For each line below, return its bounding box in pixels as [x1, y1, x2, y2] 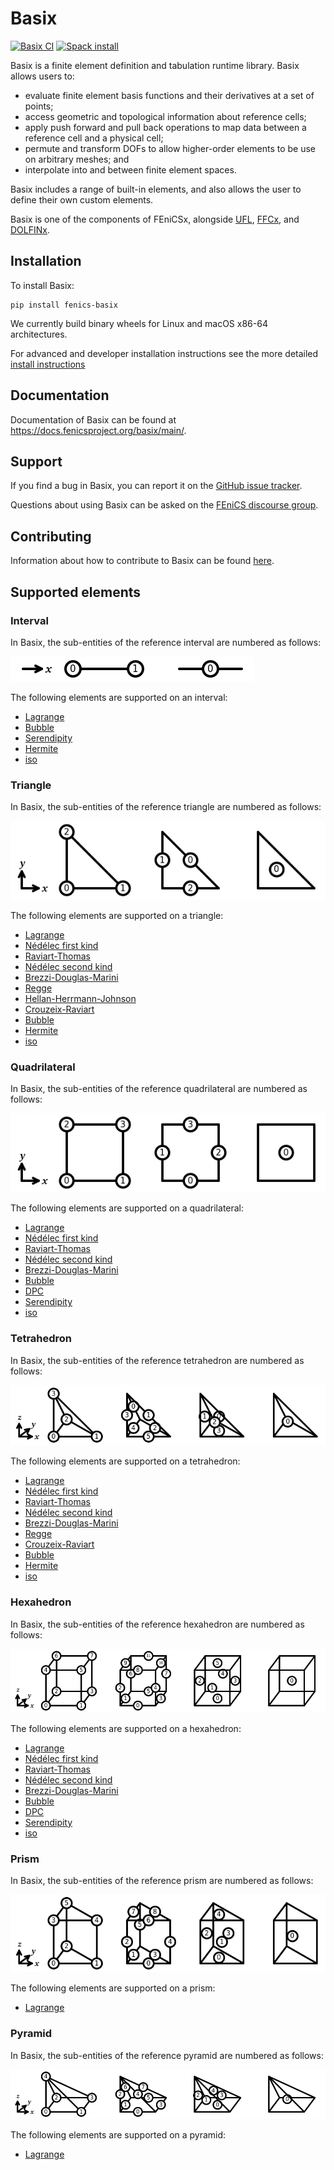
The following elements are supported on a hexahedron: [10, 1722, 242, 1734]
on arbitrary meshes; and [24, 153, 130, 165]
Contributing [10, 528, 92, 545]
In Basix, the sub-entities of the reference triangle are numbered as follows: [10, 801, 322, 813]
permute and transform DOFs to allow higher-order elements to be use [24, 142, 317, 154]
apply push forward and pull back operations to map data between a [24, 121, 307, 133]
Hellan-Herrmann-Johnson [24, 993, 137, 1005]
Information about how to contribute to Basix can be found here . [10, 555, 275, 567]
